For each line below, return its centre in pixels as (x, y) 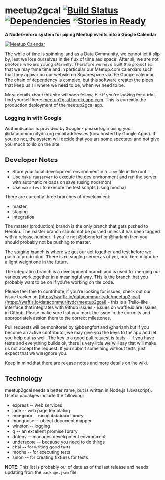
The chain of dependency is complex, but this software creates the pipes (79, 80)
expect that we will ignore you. (36, 353)
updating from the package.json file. (41, 472)
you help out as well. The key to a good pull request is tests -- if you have (80, 338)
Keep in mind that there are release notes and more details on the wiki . (77, 363)
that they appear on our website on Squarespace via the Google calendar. (80, 74)
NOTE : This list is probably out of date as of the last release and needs (77, 467)
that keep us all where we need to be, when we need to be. (65, 85)
